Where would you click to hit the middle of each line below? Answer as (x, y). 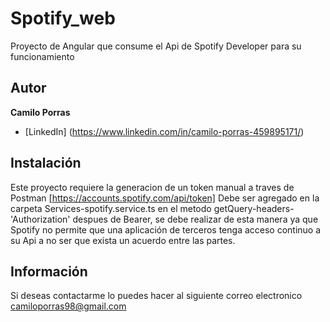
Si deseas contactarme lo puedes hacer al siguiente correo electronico (156, 296)
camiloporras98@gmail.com (68, 306)
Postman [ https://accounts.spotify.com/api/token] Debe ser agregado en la (165, 198)
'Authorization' (40, 219)
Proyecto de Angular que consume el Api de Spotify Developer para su (156, 46)
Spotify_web (63, 18)
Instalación (46, 163)
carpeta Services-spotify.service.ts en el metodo (111, 208)
